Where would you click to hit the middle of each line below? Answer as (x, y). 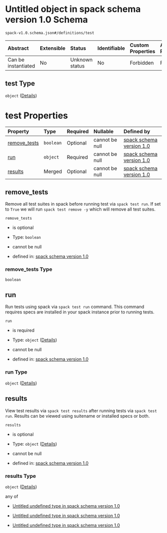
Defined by (137, 131)
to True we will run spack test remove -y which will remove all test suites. (80, 209)
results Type (21, 476)
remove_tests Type (29, 269)
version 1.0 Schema (46, 20)
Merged (53, 171)
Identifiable (111, 48)
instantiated (21, 66)
